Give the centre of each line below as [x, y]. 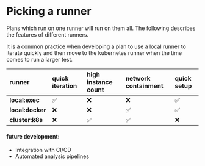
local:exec [24, 100]
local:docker [28, 110]
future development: [33, 136]
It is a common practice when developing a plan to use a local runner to [96, 46]
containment [144, 85]
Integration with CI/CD [43, 150]
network [138, 78]
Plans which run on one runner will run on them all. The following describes [101, 28]
